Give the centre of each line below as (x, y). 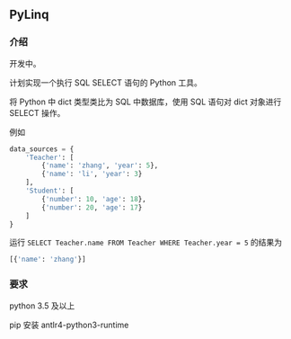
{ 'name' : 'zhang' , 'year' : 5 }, (100, 165)
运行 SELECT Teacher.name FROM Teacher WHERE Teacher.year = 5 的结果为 (146, 243)
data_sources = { (42, 149)
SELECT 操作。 (37, 112)
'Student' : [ (50, 191)
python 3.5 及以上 (42, 306)
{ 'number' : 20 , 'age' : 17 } (92, 207)
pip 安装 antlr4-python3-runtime (69, 325)
